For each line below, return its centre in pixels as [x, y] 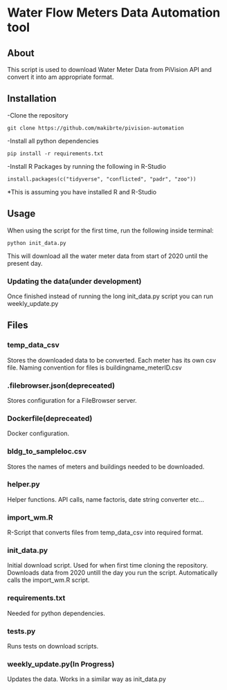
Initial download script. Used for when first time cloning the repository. [108, 565]
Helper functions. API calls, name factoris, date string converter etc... [106, 499]
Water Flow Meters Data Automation [114, 13]
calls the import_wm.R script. [48, 580]
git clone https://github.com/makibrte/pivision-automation [96, 128]
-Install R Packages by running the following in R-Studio [87, 166]
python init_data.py [37, 243]
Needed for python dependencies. [56, 613]
